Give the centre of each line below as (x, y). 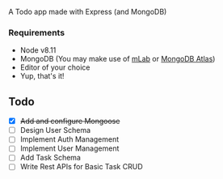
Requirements (37, 32)
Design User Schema (55, 130)
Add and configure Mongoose (70, 121)
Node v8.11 (38, 50)
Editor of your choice (55, 67)
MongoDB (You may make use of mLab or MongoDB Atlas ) (118, 59)
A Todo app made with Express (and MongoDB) (88, 12)
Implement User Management (69, 148)
